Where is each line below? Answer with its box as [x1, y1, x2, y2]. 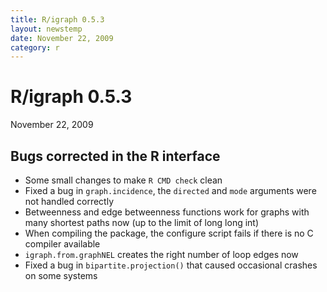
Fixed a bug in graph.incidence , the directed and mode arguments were [24, 185, 317, 196]
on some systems [24, 270, 98, 281]
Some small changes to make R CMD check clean [24, 174, 223, 186]
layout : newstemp [10, 24, 83, 34]
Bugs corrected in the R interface [10, 147, 221, 165]
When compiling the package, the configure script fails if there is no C [24, 227, 314, 239]
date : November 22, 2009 [10, 33, 114, 43]
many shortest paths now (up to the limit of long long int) [24, 217, 260, 228]
